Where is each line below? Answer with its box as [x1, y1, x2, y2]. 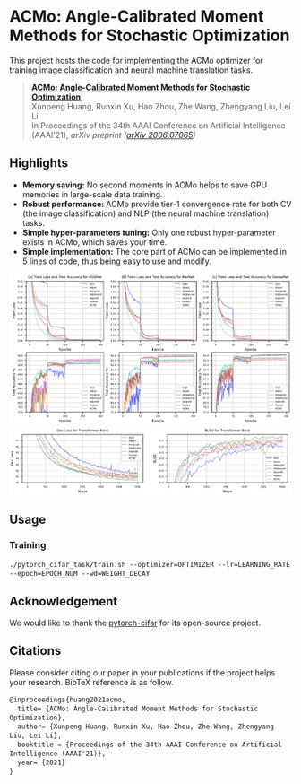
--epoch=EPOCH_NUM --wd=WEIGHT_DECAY [9, 570, 150, 579]
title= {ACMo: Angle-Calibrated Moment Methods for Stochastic [17, 704, 258, 713]
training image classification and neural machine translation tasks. [9, 65, 254, 75]
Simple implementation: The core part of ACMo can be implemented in [21, 246, 287, 257]
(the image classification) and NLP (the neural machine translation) [21, 208, 270, 219]
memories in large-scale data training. [21, 188, 163, 199]
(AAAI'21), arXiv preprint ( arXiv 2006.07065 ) [30, 129, 196, 140]
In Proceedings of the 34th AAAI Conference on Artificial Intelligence [30, 119, 286, 131]
